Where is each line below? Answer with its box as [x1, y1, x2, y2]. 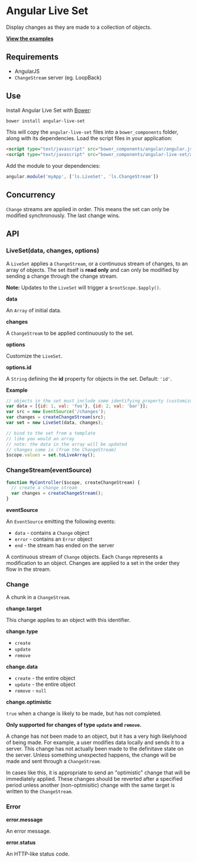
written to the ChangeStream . [6, 788, 73, 795]
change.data [6, 663, 38, 670]
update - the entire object [14, 681, 76, 688]
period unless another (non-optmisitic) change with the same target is [6, 781, 175, 789]
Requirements [6, 52, 59, 62]
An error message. [6, 827, 52, 834]
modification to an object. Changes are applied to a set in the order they [6, 560, 180, 567]
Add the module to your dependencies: [6, 162, 101, 169]
